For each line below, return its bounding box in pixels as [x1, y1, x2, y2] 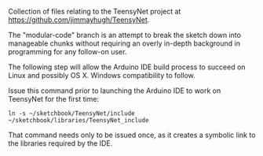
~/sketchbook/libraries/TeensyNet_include [8, 117, 149, 124]
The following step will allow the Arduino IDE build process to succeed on [8, 62, 246, 72]
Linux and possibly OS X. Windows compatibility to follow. [8, 71, 196, 80]
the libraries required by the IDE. [8, 139, 113, 148]
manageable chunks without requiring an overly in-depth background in [8, 39, 241, 48]
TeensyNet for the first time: [8, 95, 100, 103]
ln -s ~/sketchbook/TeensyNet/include [8, 110, 135, 117]
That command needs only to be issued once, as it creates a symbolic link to [8, 130, 256, 139]
